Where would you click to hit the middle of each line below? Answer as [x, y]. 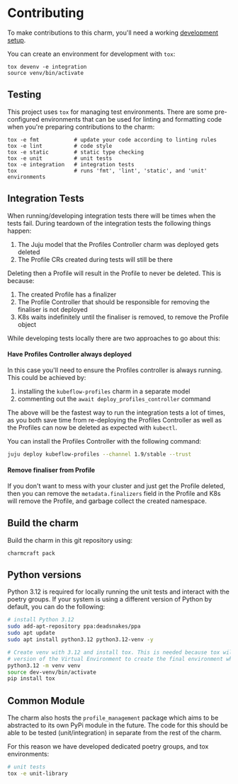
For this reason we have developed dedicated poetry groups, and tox [108, 746]
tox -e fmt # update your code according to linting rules [112, 139]
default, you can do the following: [56, 607]
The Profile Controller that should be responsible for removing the [114, 301]
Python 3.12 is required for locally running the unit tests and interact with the [119, 592]
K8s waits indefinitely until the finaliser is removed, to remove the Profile [123, 317]
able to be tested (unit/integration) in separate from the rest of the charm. [114, 733]
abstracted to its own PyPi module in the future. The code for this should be [118, 725]
